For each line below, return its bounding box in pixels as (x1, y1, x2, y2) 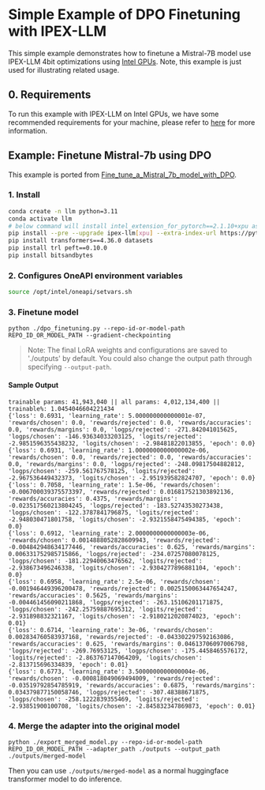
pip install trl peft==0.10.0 (8, 244, 108, 252)
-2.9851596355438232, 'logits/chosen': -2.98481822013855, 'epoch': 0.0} (8, 439, 256, 447)
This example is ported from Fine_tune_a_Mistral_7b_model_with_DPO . (8, 170, 237, 179)
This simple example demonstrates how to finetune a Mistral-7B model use (8, 48, 252, 58)
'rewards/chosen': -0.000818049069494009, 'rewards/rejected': (8, 674, 221, 683)
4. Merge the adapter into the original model (8, 720, 180, 732)
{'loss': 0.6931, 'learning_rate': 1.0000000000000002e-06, (8, 446, 211, 454)
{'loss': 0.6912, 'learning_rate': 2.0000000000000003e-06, (8, 529, 211, 537)
